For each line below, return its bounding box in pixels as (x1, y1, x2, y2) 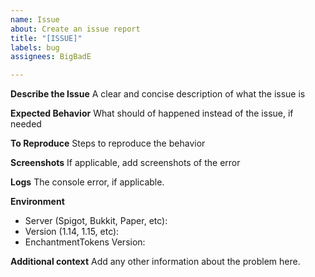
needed (10, 118, 42, 130)
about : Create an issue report (10, 24, 141, 34)
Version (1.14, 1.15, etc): (24, 226, 120, 238)
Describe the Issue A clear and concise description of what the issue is (10, 88, 306, 100)
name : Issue (10, 14, 60, 25)
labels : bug (10, 42, 60, 53)
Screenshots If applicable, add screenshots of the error (10, 157, 241, 169)
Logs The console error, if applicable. (10, 176, 165, 188)
